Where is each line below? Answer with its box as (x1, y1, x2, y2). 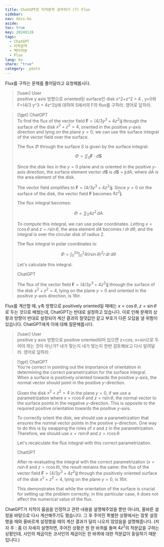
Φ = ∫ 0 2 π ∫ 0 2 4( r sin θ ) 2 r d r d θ (60, 250, 116, 258)
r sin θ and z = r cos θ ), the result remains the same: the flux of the (17, 464, 149, 470)
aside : (5, 21, 19, 26)
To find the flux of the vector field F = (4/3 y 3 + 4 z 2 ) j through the (17, 117, 147, 124)
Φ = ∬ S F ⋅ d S (75, 153, 102, 160)
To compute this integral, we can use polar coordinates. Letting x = (17, 221, 153, 227)
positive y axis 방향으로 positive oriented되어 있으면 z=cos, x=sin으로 (17, 337, 154, 342)
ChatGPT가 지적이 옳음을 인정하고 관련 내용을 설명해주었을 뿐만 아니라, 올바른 (5, 506, 154, 512)
